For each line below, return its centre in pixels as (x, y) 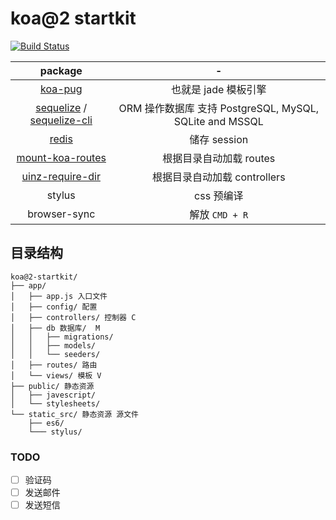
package (61, 70)
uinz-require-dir (61, 176)
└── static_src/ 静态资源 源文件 (74, 414)
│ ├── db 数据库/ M (55, 328)
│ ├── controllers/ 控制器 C (73, 317)
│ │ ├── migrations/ (62, 337)
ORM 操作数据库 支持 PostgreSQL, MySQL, (219, 108)
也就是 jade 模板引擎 (218, 89)
